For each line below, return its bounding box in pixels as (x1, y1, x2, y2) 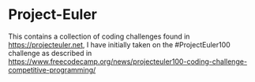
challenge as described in (8, 48, 92, 58)
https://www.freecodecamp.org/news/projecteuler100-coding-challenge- (8, 57, 247, 66)
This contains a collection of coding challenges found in (8, 32, 190, 41)
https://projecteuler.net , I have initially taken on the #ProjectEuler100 (8, 39, 231, 49)
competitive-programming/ (8, 65, 96, 74)
